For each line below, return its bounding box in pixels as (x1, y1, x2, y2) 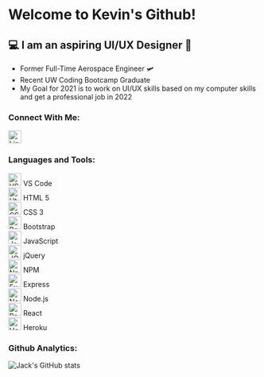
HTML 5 (22, 192, 50, 202)
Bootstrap (22, 221, 56, 231)
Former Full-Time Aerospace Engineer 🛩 (19, 64, 155, 73)
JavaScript (22, 236, 59, 246)
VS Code (22, 178, 52, 188)
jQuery (22, 251, 45, 260)
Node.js (22, 293, 49, 303)
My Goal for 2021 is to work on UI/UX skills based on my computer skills (19, 84, 256, 93)
